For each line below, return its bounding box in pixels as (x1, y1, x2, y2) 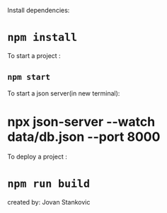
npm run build (7, 177, 91, 190)
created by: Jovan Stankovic (7, 197, 91, 206)
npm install (7, 31, 78, 45)
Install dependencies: (7, 6, 70, 14)
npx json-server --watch (7, 113, 156, 129)
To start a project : (7, 51, 62, 59)
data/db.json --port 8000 (7, 129, 161, 144)
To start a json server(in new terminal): (7, 88, 120, 98)
